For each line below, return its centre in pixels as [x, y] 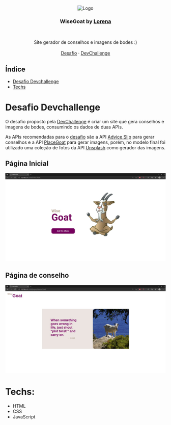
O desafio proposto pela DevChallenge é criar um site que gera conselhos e [85, 122]
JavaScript [24, 417]
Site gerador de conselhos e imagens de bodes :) [85, 42]
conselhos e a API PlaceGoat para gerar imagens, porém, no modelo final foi [85, 142]
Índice [15, 69]
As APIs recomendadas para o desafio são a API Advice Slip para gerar [80, 137]
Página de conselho [37, 275]
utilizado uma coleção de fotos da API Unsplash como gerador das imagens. [85, 148]
